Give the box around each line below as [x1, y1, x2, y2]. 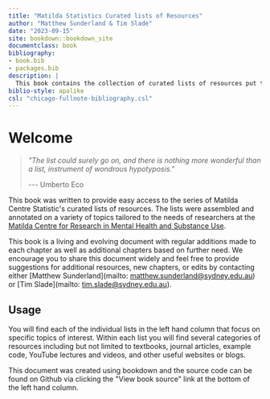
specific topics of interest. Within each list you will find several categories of [8, 333, 261, 343]
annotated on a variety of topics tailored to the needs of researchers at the [8, 213, 256, 222]
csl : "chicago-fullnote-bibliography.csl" [8, 94, 153, 102]
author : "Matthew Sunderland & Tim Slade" [8, 19, 153, 27]
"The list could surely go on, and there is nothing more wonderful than [27, 156, 261, 165]
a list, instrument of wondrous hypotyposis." [27, 164, 175, 174]
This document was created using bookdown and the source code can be [8, 366, 253, 375]
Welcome [8, 129, 73, 148]
